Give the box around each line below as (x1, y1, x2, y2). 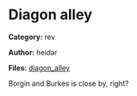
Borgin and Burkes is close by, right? (8, 78, 130, 88)
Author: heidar (8, 47, 58, 57)
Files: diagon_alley (8, 62, 71, 73)
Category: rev (8, 32, 56, 42)
